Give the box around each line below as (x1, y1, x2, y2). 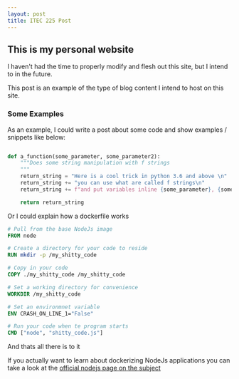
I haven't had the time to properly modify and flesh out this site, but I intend (7, 62, 228, 71)
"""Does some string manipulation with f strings (20, 160, 171, 167)
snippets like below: (7, 133, 66, 141)
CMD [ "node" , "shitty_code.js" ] (7, 329, 103, 337)
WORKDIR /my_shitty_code (7, 290, 81, 298)
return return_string (20, 199, 84, 206)
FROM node (7, 232, 37, 239)
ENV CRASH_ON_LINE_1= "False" (7, 310, 94, 317)
